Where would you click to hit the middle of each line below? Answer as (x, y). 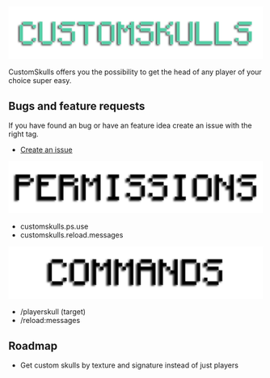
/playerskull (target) (53, 312)
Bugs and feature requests (77, 106)
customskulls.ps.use (54, 227)
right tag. (23, 134)
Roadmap (33, 346)
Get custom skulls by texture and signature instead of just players (129, 365)
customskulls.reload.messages (72, 235)
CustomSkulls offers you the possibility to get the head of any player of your (135, 72)
